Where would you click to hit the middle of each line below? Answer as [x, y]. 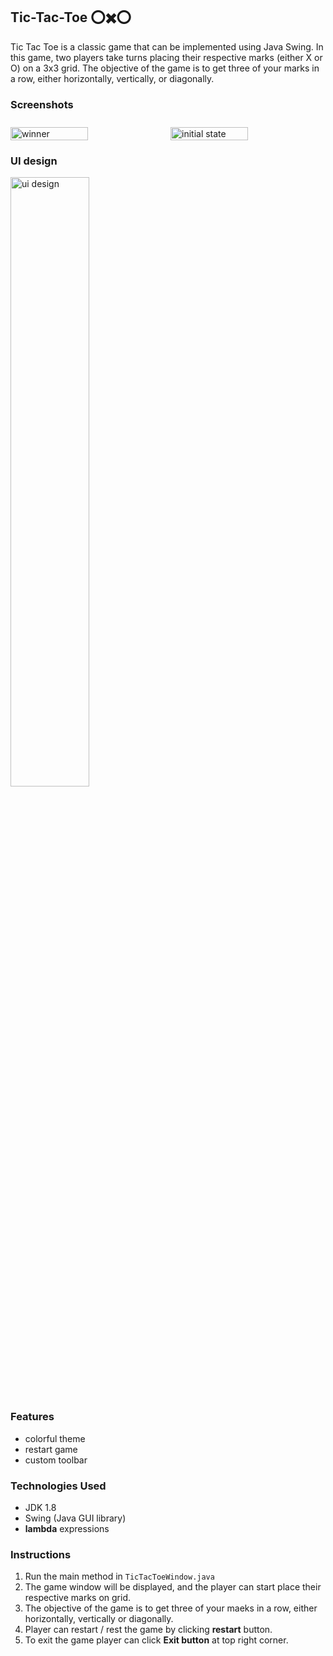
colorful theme [55, 1438]
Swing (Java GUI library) [75, 1518]
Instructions [41, 1554]
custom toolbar [56, 1460]
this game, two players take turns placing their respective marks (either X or [166, 57]
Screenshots [42, 104]
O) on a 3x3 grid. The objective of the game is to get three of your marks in [165, 68]
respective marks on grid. [78, 1598]
